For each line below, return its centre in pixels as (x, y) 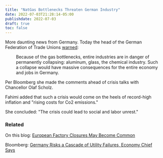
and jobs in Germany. (38, 73)
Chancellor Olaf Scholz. (29, 87)
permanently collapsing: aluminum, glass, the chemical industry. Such (87, 62)
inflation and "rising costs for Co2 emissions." (52, 102)
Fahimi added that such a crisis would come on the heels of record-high (78, 97)
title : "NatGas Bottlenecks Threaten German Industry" (63, 10)
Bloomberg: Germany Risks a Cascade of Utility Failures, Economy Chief (79, 145)
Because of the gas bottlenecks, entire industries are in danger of (83, 57)
